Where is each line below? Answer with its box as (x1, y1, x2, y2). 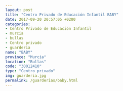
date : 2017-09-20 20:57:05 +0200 (5, 17, 76, 22)
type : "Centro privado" (5, 69, 56, 74)
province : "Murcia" (5, 54, 47, 60)
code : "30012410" (5, 64, 42, 69)
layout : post (5, 7, 33, 13)
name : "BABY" (5, 50, 33, 55)
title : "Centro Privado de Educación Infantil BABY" (5, 12, 119, 17)
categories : (5, 21, 30, 27)
